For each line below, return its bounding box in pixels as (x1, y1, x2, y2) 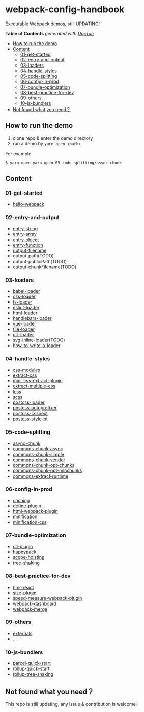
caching (12, 497, 30, 503)
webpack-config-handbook (5, 4, 125, 15)
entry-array (12, 231, 37, 237)
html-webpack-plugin (12, 508, 59, 514)
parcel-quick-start (12, 660, 51, 666)
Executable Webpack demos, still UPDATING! (5, 20, 100, 27)
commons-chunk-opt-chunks (12, 462, 75, 468)
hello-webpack (12, 201, 45, 207)
